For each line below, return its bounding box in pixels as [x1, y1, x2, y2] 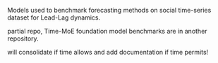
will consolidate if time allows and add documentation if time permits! [7, 48, 209, 56]
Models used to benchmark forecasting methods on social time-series [7, 6, 212, 14]
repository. [7, 34, 39, 43]
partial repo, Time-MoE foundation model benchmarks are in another [7, 27, 207, 35]
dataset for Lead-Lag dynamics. [7, 13, 101, 22]
